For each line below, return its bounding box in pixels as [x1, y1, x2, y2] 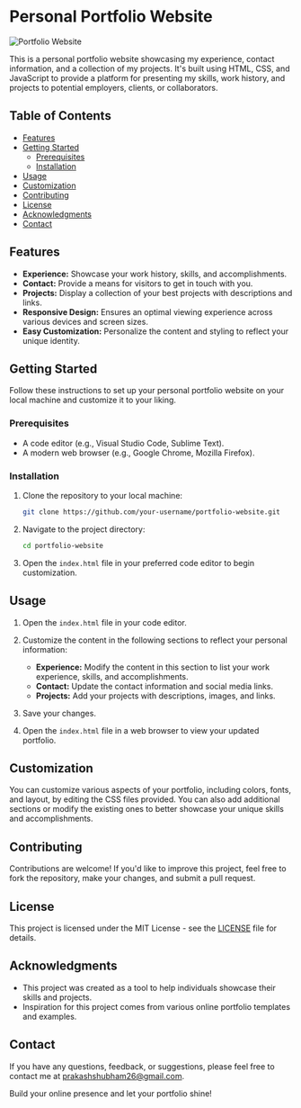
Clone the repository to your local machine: [22, 490, 182, 500]
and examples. [22, 1011, 77, 1022]
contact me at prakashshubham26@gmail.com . [9, 1070, 185, 1081]
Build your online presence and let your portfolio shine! [9, 1087, 213, 1099]
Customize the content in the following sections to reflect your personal [22, 635, 288, 645]
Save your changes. [22, 707, 97, 718]
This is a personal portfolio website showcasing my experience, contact [9, 53, 275, 64]
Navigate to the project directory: [22, 524, 146, 535]
